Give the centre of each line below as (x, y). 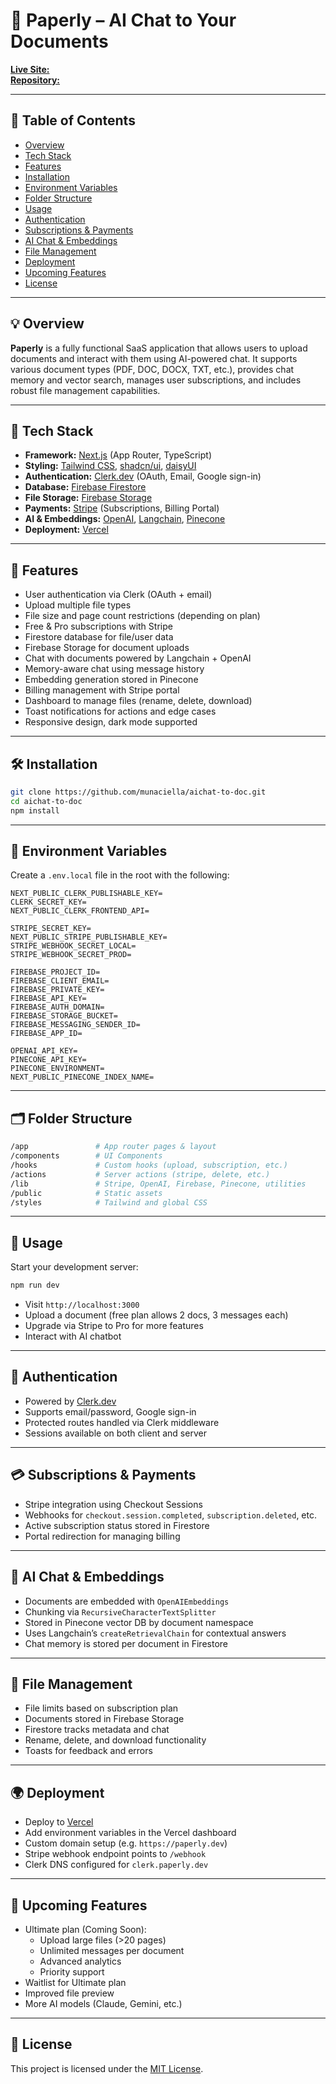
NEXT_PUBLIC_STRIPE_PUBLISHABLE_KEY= (89, 937)
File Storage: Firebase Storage (88, 498)
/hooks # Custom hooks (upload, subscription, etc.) (149, 1165)
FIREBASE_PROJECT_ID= (55, 972)
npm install (35, 810)
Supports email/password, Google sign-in (110, 1411)
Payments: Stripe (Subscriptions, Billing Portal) (122, 508)
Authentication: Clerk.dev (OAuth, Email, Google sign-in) (143, 476)
